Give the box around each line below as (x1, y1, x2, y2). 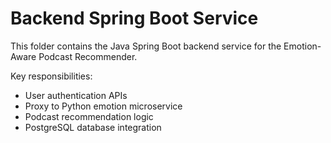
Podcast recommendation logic (24, 110, 154, 122)
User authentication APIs (24, 89, 128, 101)
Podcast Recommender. (38, 50, 138, 62)
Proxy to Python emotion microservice (24, 100, 183, 112)
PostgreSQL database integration (24, 121, 162, 133)
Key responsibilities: (10, 70, 93, 82)
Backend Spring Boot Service (10, 7, 259, 30)
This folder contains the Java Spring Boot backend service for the (10, 40, 282, 52)
